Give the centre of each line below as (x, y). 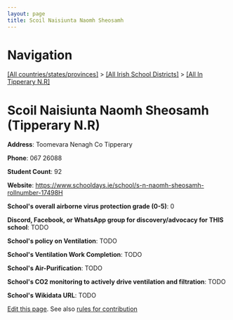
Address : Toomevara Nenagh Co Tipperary (70, 145)
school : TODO (28, 227)
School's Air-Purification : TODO (55, 268)
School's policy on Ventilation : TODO (62, 241)
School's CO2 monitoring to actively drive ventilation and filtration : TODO (116, 282)
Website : (21, 185)
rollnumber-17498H (35, 193)
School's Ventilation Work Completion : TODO (75, 255)
